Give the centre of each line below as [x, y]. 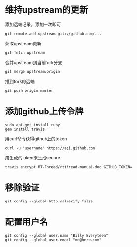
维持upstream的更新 [46, 10]
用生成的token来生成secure [33, 157]
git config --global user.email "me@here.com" [53, 240]
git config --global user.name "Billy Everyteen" [57, 235]
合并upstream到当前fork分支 [34, 62]
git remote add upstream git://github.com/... [53, 34]
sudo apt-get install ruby [33, 125]
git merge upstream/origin [33, 71]
